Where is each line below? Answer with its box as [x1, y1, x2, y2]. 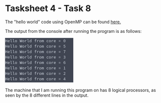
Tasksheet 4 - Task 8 [5, 3, 91, 14]
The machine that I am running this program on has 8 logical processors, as [5, 87, 156, 93]
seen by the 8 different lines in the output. [5, 92, 89, 98]
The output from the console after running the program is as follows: [5, 28, 142, 34]
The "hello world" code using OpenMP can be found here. [5, 19, 121, 25]
